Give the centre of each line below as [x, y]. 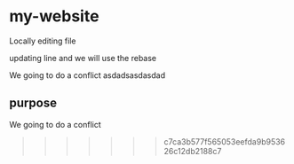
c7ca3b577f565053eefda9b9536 [225, 141]
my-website [54, 16]
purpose [33, 103]
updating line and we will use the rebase [83, 58]
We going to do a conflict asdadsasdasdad [87, 75]
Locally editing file [43, 41]
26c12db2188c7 [193, 151]
